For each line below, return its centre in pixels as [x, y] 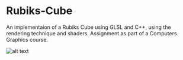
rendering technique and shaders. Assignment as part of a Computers [91, 33]
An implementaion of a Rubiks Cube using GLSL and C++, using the [89, 27]
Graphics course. [27, 39]
